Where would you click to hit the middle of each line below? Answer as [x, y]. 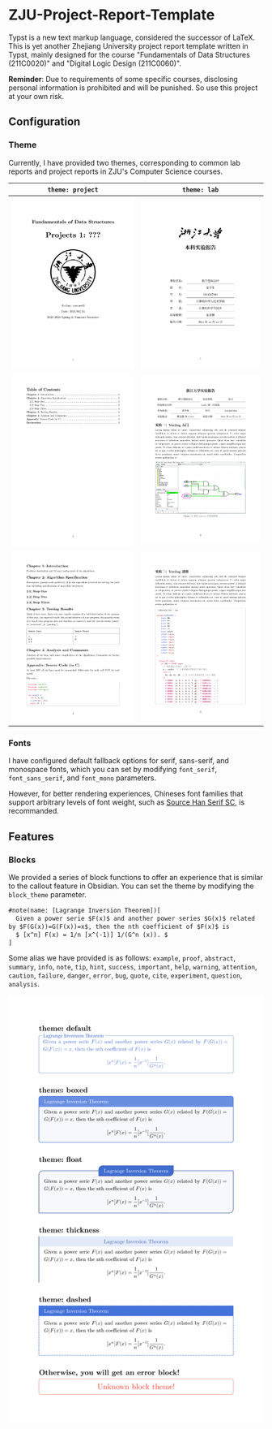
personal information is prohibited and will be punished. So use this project [133, 88]
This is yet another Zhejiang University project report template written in [128, 45]
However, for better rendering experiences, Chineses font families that [126, 794]
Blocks [22, 860]
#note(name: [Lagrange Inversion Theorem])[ [85, 911]
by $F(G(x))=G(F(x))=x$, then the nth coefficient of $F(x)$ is [119, 927]
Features [31, 837]
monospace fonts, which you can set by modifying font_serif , [113, 770]
